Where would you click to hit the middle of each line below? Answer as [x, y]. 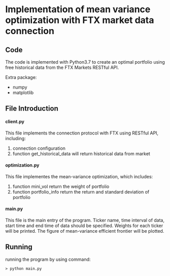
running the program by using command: [48, 259]
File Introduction [32, 109]
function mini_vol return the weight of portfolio [61, 186]
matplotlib [23, 92]
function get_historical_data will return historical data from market [81, 153]
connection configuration [39, 148]
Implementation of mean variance [78, 9]
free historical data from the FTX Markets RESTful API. [62, 67]
